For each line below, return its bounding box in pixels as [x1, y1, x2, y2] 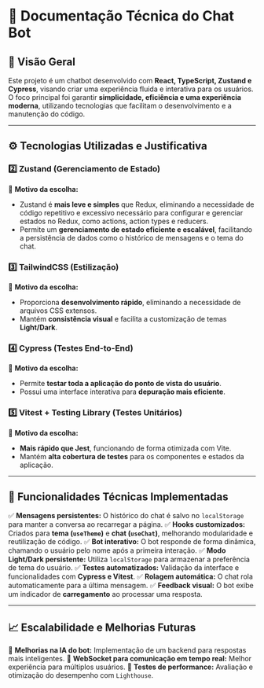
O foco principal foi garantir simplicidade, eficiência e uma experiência [8, 93, 242, 101]
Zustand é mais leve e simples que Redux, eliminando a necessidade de [19, 200, 255, 209]
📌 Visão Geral [8, 55, 76, 68]
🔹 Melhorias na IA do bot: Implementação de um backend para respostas [8, 646, 247, 655]
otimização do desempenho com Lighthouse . [8, 671, 154, 680]
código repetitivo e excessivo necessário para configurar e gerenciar [19, 208, 244, 217]
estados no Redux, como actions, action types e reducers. [19, 216, 209, 226]
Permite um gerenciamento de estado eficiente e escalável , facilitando [19, 224, 253, 234]
